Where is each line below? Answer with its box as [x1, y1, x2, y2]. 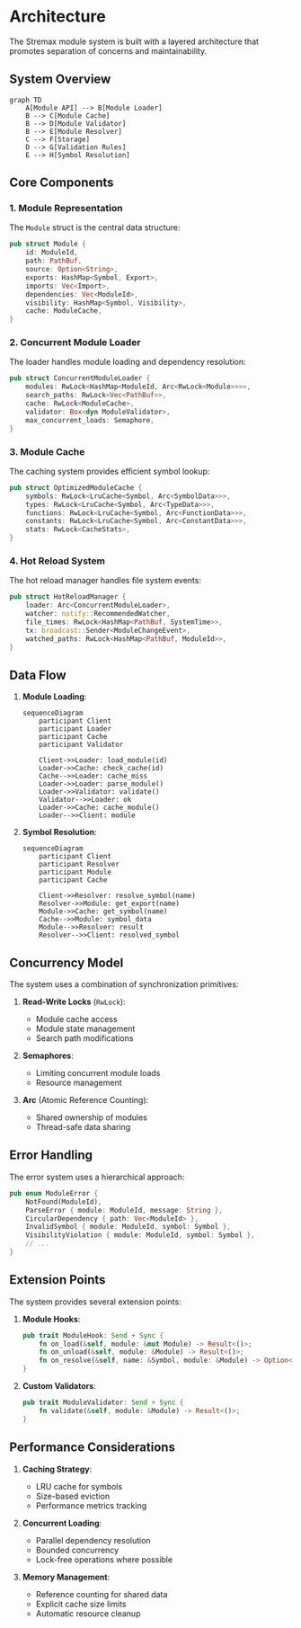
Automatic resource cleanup [35, 1607, 141, 1619]
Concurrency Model [9, 955, 124, 970]
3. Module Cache [9, 445, 85, 458]
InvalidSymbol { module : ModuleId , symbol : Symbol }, [25, 1223, 231, 1232]
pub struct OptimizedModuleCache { [9, 483, 143, 492]
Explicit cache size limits [35, 1598, 127, 1609]
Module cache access [35, 1014, 119, 1025]
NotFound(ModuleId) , [25, 1197, 102, 1206]
